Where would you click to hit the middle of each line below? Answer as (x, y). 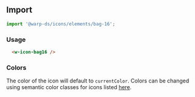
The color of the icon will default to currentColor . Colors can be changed (98, 81)
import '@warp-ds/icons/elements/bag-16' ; (61, 24)
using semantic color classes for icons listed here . (69, 87)
